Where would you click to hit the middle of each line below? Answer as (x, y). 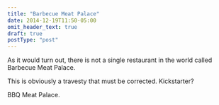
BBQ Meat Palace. (34, 95)
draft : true (25, 33)
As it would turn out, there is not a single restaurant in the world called (110, 60)
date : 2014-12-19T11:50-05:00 (52, 20)
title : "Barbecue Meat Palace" (54, 14)
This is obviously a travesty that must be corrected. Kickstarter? (101, 81)
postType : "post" (33, 40)
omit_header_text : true (43, 27)
